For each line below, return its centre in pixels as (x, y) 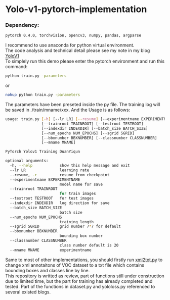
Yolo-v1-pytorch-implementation (76, 9)
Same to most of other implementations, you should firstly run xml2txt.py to (84, 260)
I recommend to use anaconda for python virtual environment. (70, 45)
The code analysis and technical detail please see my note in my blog (78, 51)
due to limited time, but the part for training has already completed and (79, 281)
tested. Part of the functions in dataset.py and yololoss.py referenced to (80, 286)
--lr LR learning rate (50, 170)
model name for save (81, 184)
